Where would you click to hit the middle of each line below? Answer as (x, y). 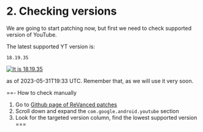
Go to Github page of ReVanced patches (66, 105)
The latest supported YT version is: (51, 46)
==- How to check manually (41, 92)
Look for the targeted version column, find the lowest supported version (106, 117)
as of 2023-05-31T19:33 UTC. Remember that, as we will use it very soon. (100, 81)
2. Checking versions (62, 11)
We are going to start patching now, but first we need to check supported (99, 28)
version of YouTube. (32, 34)
